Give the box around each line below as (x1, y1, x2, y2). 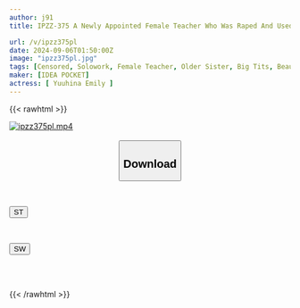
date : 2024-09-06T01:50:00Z (9, 46, 114, 54)
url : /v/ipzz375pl (9, 37, 78, 46)
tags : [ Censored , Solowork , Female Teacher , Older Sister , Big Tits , (9, 62, 274, 71)
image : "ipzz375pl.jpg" (9, 54, 98, 63)
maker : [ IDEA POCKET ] (9, 71, 90, 80)
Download (123, 157, 177, 171)
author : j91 (9, 12, 54, 22)
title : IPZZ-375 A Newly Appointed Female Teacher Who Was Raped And (9, 21, 274, 30)
